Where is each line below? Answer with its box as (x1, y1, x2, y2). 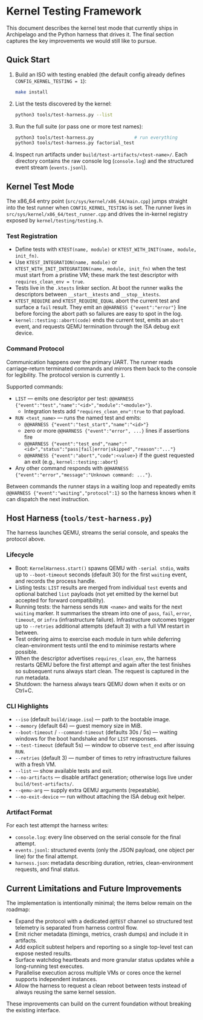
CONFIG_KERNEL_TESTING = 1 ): (14, 77, 86, 84)
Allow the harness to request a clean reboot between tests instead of (14, 982, 187, 989)
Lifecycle (6, 550, 34, 559)
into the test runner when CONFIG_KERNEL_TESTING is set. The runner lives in (6, 204, 192, 212)
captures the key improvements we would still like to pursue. (6, 37, 157, 44)
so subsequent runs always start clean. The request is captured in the (14, 667, 189, 675)
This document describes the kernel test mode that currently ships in (6, 24, 178, 32)
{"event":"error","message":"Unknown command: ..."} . (14, 471, 152, 478)
